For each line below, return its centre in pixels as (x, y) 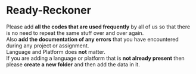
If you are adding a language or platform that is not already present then (95, 58)
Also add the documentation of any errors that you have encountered (92, 39)
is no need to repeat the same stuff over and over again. (75, 33)
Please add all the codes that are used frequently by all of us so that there (98, 27)
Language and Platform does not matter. (56, 52)
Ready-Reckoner (49, 10)
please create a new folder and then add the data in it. (73, 64)
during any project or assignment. (48, 46)
